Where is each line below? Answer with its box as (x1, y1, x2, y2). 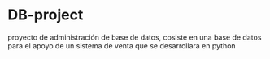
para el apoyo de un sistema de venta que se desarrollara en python (7, 40, 237, 50)
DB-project (7, 6, 84, 24)
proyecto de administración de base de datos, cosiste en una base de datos (7, 32, 262, 42)
